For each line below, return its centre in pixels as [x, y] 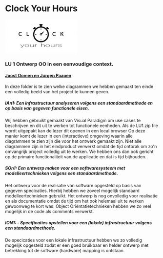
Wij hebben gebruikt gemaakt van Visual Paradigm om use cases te [73, 121]
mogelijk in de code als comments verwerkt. [50, 211]
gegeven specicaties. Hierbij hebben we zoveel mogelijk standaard [72, 191]
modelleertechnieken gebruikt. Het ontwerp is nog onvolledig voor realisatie [81, 196]
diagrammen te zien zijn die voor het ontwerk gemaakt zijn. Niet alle [73, 141]
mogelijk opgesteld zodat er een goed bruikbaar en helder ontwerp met [77, 245]
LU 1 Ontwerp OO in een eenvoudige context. [59, 64]
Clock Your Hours [41, 9]
